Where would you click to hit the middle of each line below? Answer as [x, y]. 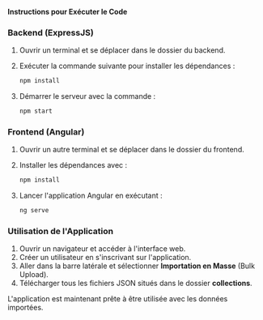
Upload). [34, 275]
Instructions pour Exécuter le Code [68, 12]
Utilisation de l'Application [61, 232]
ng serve [34, 211]
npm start [36, 111]
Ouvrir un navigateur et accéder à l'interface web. [102, 249]
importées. [25, 308]
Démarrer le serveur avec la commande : [87, 96]
